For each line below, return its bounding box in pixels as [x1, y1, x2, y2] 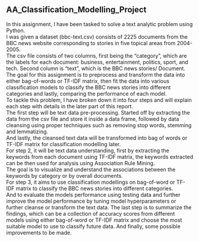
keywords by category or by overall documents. [6, 172, 123, 179]
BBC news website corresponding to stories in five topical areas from [6, 39, 176, 46]
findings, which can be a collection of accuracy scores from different [6, 210, 175, 217]
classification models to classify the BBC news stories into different [6, 83, 171, 91]
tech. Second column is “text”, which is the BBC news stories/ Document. [6, 65, 186, 72]
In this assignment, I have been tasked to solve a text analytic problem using [6, 20, 193, 27]
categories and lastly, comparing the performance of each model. [6, 90, 168, 97]
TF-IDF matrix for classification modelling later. [6, 140, 121, 147]
